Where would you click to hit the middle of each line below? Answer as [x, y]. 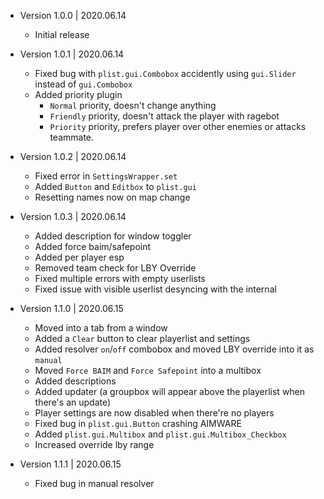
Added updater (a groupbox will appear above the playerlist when [170, 391]
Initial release [62, 34]
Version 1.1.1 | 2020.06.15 [70, 464]
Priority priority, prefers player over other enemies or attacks [178, 126]
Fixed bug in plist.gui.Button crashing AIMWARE [138, 423]
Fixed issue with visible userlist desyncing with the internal [155, 289]
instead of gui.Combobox [83, 84]
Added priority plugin [78, 94]
